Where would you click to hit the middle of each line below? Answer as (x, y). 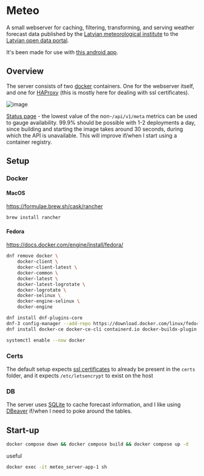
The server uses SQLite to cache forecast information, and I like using (93, 405)
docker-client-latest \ (47, 268)
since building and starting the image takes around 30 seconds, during (95, 129)
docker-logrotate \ (42, 290)
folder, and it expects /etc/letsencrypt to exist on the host (80, 376)
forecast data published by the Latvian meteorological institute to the (92, 33)
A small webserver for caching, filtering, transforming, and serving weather (100, 27)
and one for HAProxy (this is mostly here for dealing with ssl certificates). (98, 93)
